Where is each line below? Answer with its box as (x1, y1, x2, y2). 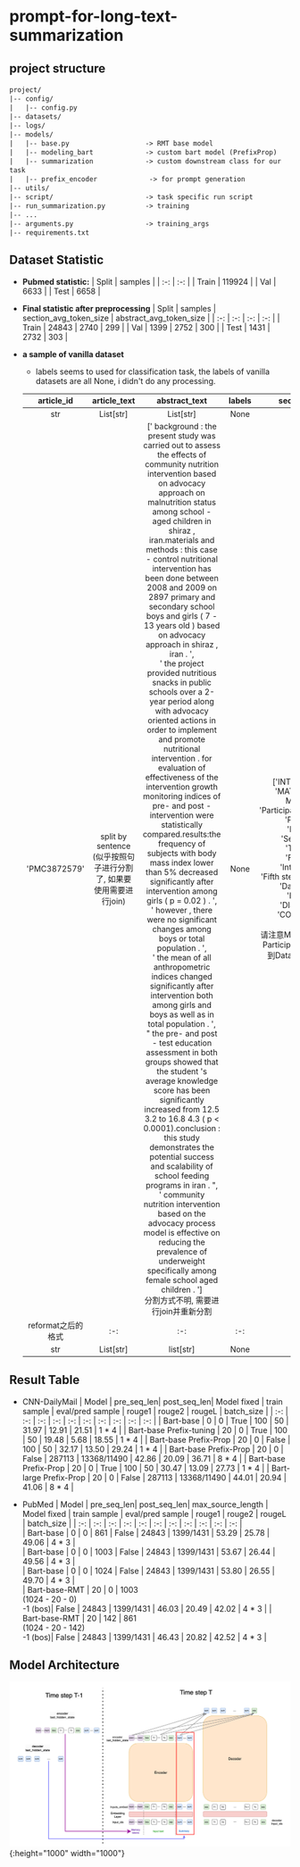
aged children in (152, 515, 212, 526)
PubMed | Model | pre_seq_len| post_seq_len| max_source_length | (21, 1498, 269, 1510)
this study (163, 1132, 201, 1143)
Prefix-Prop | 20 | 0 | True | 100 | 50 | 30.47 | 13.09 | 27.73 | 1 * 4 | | (21, 1463, 270, 1473)
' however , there (151, 904, 213, 915)
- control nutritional (146, 554, 219, 564)
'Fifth (260, 871, 279, 882)
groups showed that (145, 1056, 219, 1067)
